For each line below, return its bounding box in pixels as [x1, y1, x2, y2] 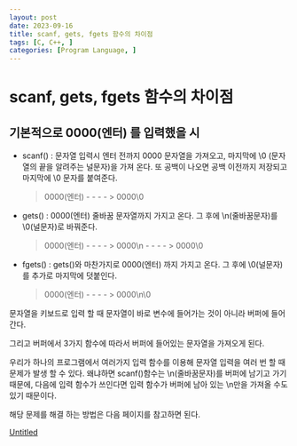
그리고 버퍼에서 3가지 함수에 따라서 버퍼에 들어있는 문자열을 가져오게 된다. [9, 338, 265, 349]
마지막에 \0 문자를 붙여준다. [21, 172, 118, 183]
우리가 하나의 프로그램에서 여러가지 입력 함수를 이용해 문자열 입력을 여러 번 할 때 [9, 357, 286, 368]
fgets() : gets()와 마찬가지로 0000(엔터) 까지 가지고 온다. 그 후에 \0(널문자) [21, 259, 284, 270]
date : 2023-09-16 [9, 21, 74, 30]
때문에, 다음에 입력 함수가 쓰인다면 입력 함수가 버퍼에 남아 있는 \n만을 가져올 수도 [9, 379, 288, 390]
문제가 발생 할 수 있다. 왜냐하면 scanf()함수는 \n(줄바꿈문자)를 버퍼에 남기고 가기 [9, 368, 287, 378]
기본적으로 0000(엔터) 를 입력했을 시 [9, 125, 200, 140]
